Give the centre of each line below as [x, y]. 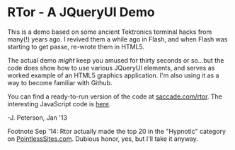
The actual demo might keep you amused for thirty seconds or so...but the [116, 60]
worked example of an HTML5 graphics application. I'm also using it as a [113, 75]
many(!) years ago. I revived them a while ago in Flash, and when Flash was [117, 39]
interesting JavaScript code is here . [59, 104]
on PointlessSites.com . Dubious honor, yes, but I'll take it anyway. [103, 139]
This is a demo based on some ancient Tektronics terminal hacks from [110, 32]
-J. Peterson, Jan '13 [37, 118]
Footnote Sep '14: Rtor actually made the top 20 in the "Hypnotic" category [117, 131]
